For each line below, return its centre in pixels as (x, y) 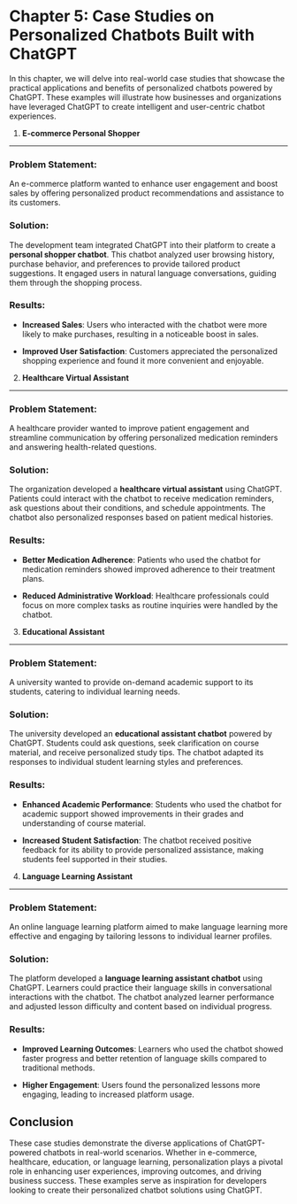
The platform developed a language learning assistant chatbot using (136, 978)
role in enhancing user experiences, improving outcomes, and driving (136, 1171)
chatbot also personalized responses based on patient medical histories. (141, 517)
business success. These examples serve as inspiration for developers (138, 1181)
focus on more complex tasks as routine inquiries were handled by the (150, 605)
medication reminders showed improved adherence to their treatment (148, 569)
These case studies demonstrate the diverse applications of (118, 1143)
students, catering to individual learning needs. (95, 691)
